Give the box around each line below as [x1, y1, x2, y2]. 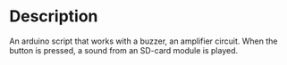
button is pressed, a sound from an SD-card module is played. [9, 45, 239, 55]
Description [9, 6, 98, 27]
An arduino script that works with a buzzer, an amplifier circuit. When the [9, 36, 278, 46]
